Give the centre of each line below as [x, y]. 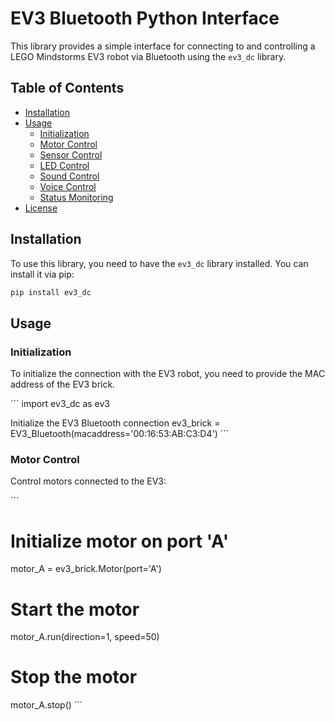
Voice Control [68, 186]
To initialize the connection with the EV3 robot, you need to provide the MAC [168, 374]
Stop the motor [74, 677]
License [41, 208]
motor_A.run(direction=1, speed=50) [85, 637]
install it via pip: [42, 274]
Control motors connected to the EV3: [88, 481]
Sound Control [69, 176]
